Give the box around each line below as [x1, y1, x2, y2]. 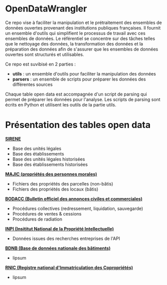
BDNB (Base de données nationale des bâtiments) [5, 245, 111, 251]
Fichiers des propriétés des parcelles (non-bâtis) [12, 180, 113, 186]
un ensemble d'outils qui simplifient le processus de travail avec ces [5, 30, 146, 36]
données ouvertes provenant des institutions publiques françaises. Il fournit [5, 24, 161, 30]
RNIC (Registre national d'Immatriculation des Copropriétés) [5, 264, 133, 270]
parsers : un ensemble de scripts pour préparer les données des [12, 76, 146, 82]
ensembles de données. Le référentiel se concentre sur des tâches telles [5, 35, 155, 41]
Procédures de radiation [12, 216, 62, 222]
